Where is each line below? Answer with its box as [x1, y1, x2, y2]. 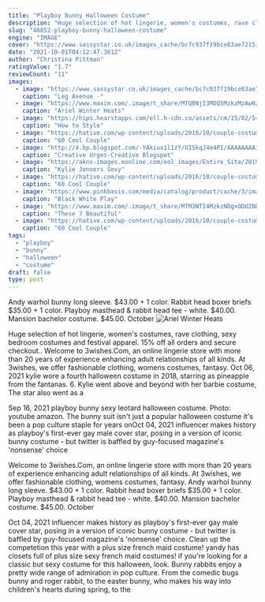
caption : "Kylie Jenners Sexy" [22, 166, 125, 174]
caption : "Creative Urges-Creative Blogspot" [22, 151, 175, 159]
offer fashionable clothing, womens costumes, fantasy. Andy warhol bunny [8, 477, 252, 487]
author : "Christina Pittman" [8, 56, 104, 64]
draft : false [8, 268, 51, 276]
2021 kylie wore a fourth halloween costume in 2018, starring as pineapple [8, 372, 250, 381]
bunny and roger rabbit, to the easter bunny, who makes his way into [8, 577, 232, 586]
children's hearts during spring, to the [8, 585, 132, 594]
